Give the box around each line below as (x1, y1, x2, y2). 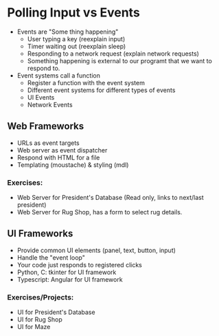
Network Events (27, 100, 73, 109)
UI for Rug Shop (16, 315, 63, 324)
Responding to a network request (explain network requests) (27, 49, 199, 58)
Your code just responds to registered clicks (16, 260, 142, 269)
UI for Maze (16, 323, 51, 331)
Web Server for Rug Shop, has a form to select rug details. (16, 208, 183, 216)
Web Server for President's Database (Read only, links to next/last (16, 194, 204, 202)
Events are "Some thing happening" (16, 27, 119, 36)
